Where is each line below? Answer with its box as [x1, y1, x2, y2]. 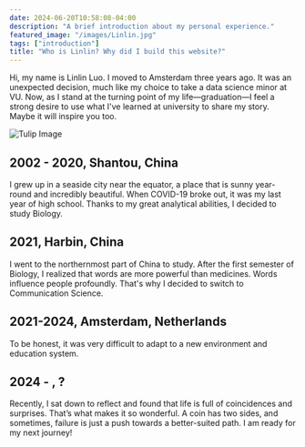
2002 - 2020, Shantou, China [9, 155, 179, 170]
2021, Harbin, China [9, 234, 125, 250]
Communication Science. [9, 288, 104, 299]
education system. [9, 348, 79, 359]
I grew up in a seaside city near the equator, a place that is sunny [9, 178, 254, 189]
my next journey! [9, 427, 73, 438]
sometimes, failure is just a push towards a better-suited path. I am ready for [9, 418, 296, 429]
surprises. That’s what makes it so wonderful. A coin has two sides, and [9, 408, 279, 419]
